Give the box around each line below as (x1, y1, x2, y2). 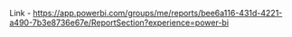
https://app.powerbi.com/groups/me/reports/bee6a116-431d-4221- (33, 8, 283, 18)
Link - (9, 8, 32, 18)
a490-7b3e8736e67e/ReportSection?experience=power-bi (9, 17, 229, 28)
